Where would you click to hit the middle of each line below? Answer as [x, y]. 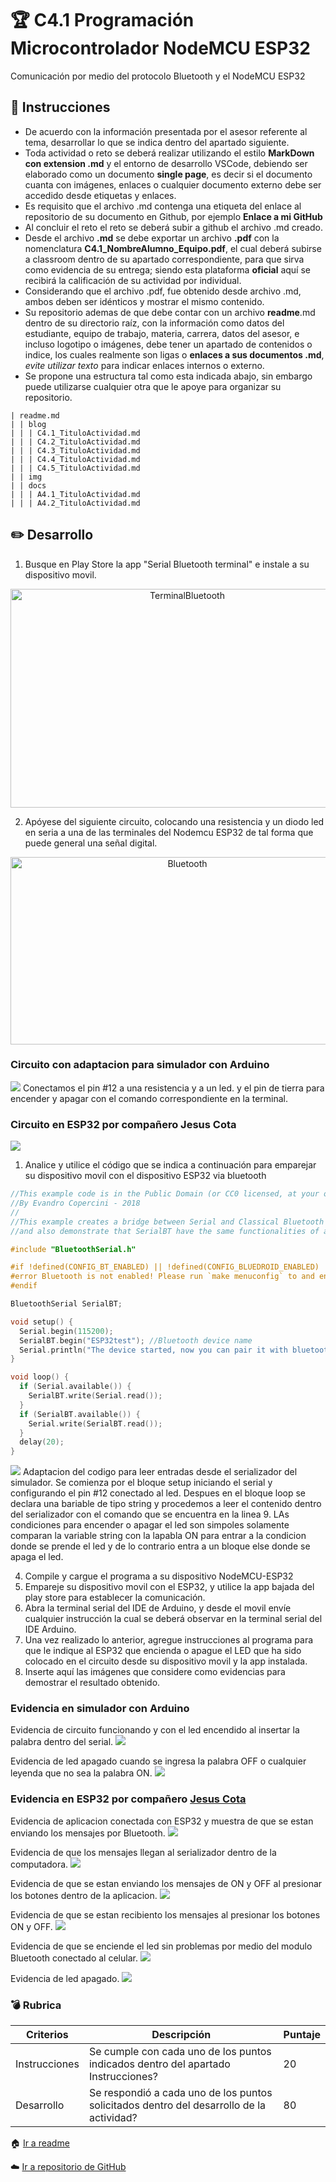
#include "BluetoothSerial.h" [73, 1249]
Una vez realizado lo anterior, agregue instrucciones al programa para [169, 1640]
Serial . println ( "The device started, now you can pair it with [153, 1350]
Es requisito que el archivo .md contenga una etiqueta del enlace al [163, 206]
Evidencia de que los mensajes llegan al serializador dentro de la [143, 1852]
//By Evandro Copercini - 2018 [75, 1203]
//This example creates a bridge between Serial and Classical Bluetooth [167, 1222]
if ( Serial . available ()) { [75, 1387]
